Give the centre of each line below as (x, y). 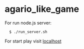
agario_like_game (42, 9)
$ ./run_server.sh (28, 32)
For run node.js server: (28, 23)
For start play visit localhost (33, 41)
